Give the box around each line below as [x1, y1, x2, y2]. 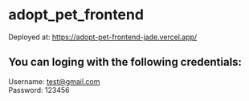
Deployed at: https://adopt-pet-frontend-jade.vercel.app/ [8, 32, 198, 42]
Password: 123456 [8, 85, 70, 95]
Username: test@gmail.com [8, 76, 100, 86]
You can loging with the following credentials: [8, 55, 243, 69]
